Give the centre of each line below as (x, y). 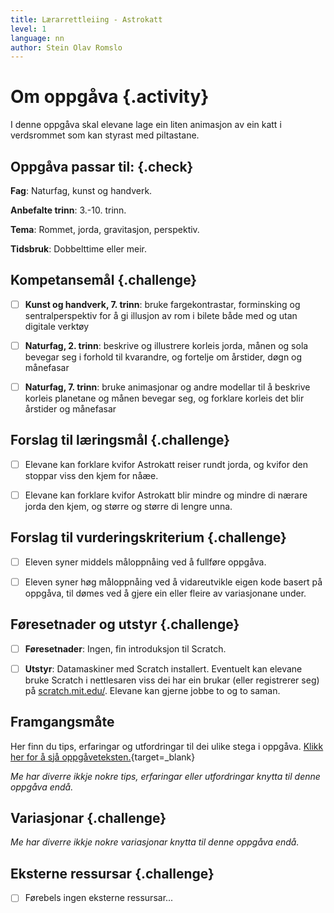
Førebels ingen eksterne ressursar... (99, 898)
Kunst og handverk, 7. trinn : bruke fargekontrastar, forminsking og (162, 304)
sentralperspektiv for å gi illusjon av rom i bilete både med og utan (161, 315)
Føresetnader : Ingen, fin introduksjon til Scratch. (125, 648)
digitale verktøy (57, 326)
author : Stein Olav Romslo (66, 47)
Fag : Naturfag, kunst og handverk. (81, 190)
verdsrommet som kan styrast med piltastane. (105, 135)
